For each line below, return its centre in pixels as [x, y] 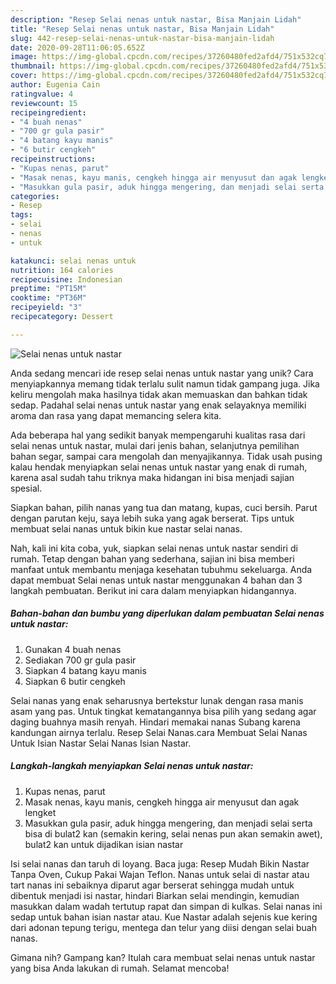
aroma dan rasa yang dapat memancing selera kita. [116, 415]
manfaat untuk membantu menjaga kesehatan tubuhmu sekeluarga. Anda [161, 569]
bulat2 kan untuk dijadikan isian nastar [104, 844]
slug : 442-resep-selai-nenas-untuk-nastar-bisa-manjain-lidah [142, 38]
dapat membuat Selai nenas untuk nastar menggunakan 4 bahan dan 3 [156, 580]
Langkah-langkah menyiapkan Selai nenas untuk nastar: [132, 766]
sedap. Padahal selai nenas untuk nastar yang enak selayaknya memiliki [158, 405]
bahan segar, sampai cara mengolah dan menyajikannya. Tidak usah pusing [166, 456]
